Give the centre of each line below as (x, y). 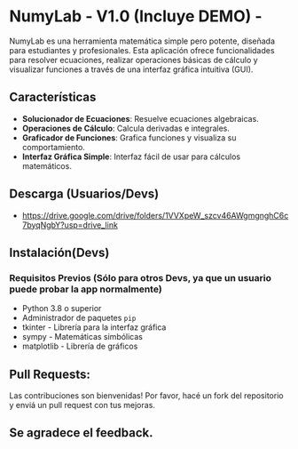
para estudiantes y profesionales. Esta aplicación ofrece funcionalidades (142, 50)
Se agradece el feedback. (81, 433)
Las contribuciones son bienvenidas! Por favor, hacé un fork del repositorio (146, 396)
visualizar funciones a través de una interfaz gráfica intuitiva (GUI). (131, 69)
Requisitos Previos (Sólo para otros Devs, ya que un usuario (141, 277)
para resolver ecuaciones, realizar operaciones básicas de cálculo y (134, 60)
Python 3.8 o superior (62, 309)
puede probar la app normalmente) (86, 289)
